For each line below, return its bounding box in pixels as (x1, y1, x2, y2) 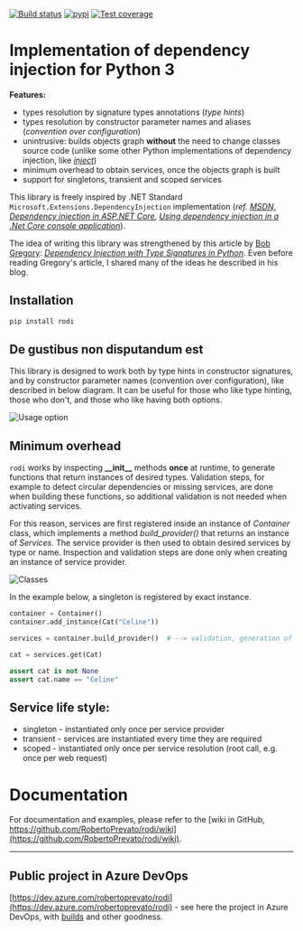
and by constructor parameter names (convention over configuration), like (9, 375, 285, 386)
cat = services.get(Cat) (9, 650, 103, 659)
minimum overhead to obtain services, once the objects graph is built (22, 164, 280, 175)
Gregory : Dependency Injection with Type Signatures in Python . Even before (9, 247, 293, 258)
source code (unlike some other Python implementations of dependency (22, 145, 292, 155)
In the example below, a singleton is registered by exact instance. (9, 592, 252, 603)
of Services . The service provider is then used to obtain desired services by (9, 538, 291, 549)
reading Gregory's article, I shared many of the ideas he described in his (9, 257, 279, 268)
